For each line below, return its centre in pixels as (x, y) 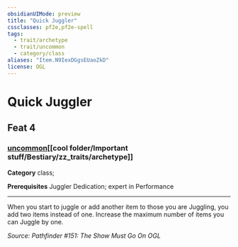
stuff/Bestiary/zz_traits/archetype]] (70, 157)
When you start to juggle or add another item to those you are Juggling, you (118, 207)
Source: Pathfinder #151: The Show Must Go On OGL (84, 236)
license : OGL (27, 67)
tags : (15, 34)
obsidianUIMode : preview (44, 14)
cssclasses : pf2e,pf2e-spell (50, 27)
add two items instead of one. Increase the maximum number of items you (116, 214)
